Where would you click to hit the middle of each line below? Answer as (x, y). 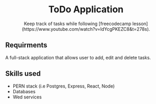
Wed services (27, 97)
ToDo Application (86, 9)
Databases (24, 91)
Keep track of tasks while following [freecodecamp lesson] (86, 24)
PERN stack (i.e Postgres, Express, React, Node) (64, 86)
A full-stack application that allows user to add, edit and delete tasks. (78, 57)
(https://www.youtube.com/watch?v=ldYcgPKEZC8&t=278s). (86, 29)
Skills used (23, 74)
